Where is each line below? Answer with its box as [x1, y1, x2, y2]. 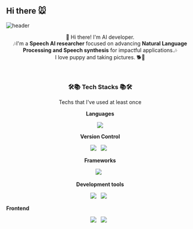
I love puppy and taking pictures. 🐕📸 [55, 53, 145, 60]
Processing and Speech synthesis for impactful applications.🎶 [23, 46, 178, 54]
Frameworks [84, 157, 116, 164]
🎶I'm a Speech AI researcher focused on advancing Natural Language [13, 39, 188, 47]
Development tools [76, 181, 124, 188]
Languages [86, 110, 114, 117]
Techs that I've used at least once [58, 99, 142, 106]
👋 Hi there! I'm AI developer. [66, 33, 135, 41]
